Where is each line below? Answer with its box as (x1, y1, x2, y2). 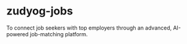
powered (6, 30, 29, 37)
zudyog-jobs (6, 4, 73, 18)
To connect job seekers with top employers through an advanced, (6, 24, 172, 31)
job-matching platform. (29, 30, 88, 37)
